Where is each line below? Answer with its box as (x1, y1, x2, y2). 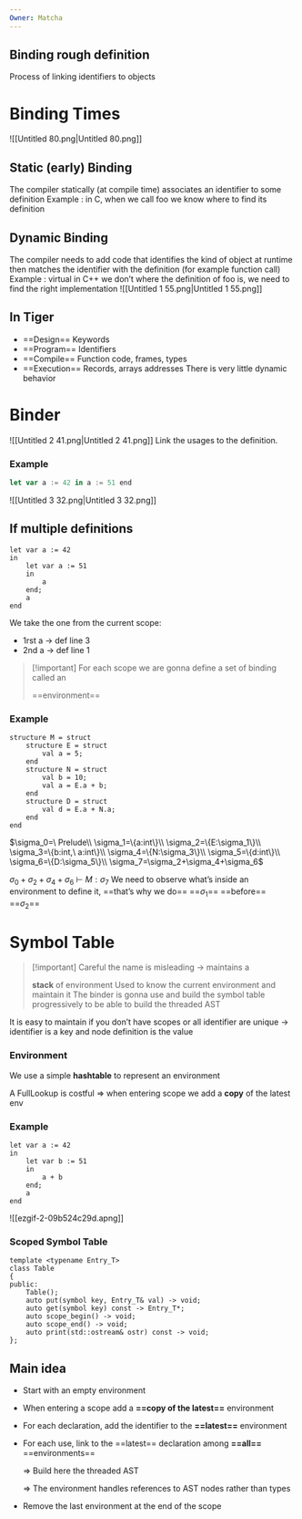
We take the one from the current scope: (9, 617, 162, 628)
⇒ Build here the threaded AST (22, 1465, 139, 1476)
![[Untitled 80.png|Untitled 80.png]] (9, 133, 143, 144)
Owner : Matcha (9, 13, 64, 23)
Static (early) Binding (9, 160, 133, 175)
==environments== (22, 1448, 96, 1459)
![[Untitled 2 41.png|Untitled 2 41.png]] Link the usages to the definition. (9, 434, 278, 445)
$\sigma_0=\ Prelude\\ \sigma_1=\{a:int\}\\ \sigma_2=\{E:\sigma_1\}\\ (9, 837, 262, 848)
